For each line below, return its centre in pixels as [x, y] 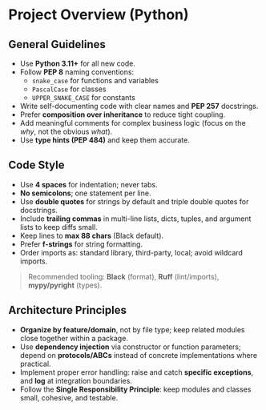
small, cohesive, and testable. [69, 397]
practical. [35, 364]
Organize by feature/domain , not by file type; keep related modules [132, 329]
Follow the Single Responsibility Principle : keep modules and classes [135, 389]
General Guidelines [57, 44]
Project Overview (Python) [99, 15]
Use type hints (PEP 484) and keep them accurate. [105, 140]
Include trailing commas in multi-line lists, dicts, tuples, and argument [135, 219]
